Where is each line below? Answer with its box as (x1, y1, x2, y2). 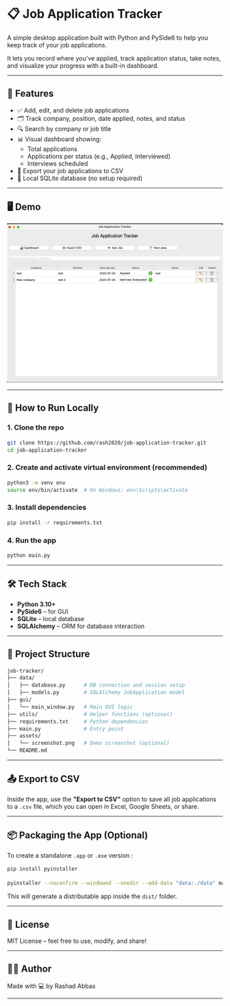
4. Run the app (7, 535, 57, 545)
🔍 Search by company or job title (16, 124, 112, 133)
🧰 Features (7, 88, 54, 100)
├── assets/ (7, 733, 41, 739)
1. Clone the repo (7, 423, 64, 432)
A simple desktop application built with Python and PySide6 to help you (7, 33, 209, 42)
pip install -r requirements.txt (7, 519, 103, 526)
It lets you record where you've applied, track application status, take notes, (7, 54, 221, 63)
